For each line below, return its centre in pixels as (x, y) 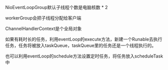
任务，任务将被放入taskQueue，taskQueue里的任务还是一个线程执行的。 (81, 45)
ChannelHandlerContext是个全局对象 (44, 28)
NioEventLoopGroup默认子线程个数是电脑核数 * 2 (57, 7)
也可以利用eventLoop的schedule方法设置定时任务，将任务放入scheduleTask (84, 56)
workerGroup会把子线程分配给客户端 (43, 18)
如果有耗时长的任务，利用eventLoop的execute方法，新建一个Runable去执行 (84, 39)
